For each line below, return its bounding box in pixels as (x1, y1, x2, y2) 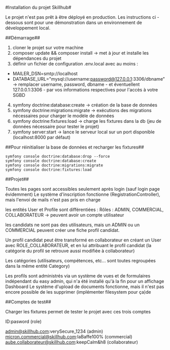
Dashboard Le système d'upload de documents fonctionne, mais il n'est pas (5, 284, 164, 290)
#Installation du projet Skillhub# (5, 5, 72, 10)
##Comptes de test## (5, 299, 52, 305)
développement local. (5, 25, 51, 31)
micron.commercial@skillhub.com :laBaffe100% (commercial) (5, 334, 133, 339)
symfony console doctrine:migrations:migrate (5, 163, 103, 168)
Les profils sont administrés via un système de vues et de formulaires (5, 273, 151, 278)
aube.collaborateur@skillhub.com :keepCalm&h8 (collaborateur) (5, 339, 139, 345)
